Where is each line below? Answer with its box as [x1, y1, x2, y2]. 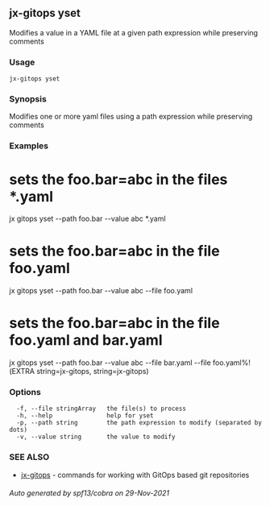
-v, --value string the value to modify [16, 433, 176, 442]
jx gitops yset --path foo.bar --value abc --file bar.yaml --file [9, 358, 212, 367]
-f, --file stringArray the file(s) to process [16, 404, 186, 413]
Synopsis [9, 93, 47, 105]
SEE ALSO [9, 451, 50, 462]
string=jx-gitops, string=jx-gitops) [36, 367, 149, 376]
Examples [9, 140, 49, 151]
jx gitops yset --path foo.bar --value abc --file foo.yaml [9, 286, 193, 296]
